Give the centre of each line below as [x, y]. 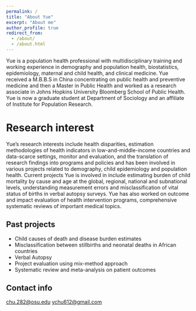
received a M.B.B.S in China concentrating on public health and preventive [96, 79]
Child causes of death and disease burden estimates [78, 239]
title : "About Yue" [30, 17]
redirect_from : [25, 33]
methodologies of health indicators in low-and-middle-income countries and [98, 150]
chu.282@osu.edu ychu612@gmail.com [54, 302]
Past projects [31, 225]
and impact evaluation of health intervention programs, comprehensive [92, 200]
